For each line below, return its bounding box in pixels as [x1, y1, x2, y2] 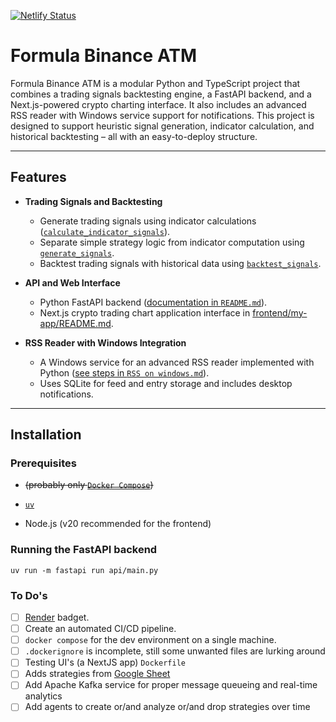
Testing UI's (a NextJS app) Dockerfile [24, 656, 186, 669]
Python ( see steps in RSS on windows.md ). [39, 366, 210, 379]
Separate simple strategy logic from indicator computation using [39, 236, 305, 248]
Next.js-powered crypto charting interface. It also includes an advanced [10, 98, 307, 110]
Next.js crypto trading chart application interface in [39, 306, 251, 319]
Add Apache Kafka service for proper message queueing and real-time [24, 679, 318, 691]
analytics [24, 690, 63, 702]
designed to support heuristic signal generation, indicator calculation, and [10, 120, 315, 132]
